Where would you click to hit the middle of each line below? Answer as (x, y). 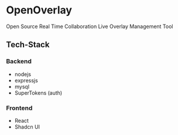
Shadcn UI (27, 127)
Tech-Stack (28, 45)
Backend (19, 61)
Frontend (19, 108)
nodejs (23, 74)
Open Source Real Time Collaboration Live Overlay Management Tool (90, 26)
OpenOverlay (39, 10)
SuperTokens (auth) (38, 93)
